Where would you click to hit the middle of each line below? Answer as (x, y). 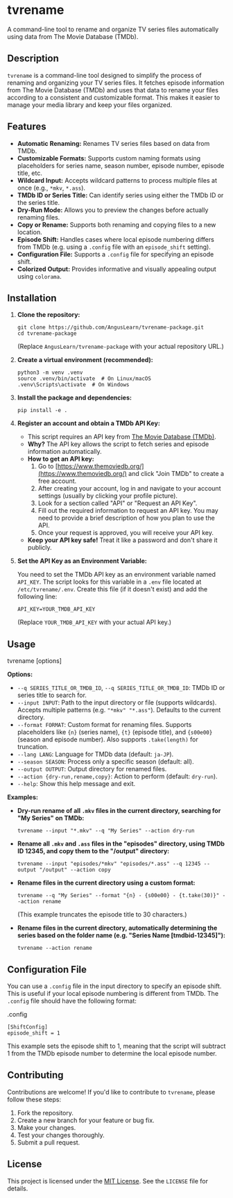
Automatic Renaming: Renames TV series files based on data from (113, 143)
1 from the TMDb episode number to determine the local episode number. (112, 1053)
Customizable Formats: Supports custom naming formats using (109, 158)
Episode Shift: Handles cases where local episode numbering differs (116, 239)
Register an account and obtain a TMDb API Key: (89, 423)
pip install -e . (42, 411)
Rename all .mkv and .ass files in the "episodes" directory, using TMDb (121, 844)
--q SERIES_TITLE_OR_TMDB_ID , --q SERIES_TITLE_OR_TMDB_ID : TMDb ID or (121, 688)
